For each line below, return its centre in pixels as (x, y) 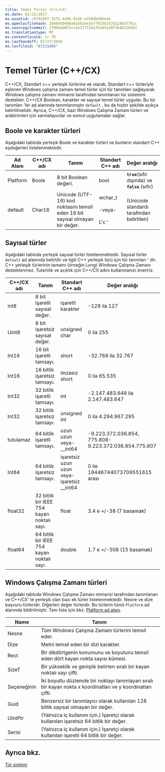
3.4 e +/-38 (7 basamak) (117, 511)
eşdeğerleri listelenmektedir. (34, 148)
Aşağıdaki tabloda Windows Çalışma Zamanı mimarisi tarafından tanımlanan (82, 594)
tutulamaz (19, 440)
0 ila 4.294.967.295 (111, 416)
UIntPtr (16, 718)
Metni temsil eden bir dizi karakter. (81, 645)
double (69, 550)
